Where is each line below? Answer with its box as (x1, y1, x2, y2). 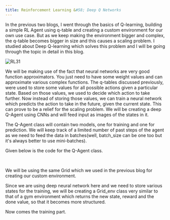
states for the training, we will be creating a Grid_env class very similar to (5, 188, 158, 194)
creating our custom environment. (5, 173, 77, 179)
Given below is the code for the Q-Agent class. (5, 147, 103, 153)
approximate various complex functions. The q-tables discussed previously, (5, 79, 164, 85)
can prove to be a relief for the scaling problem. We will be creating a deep (5, 106, 161, 112)
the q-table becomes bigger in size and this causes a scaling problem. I (5, 38, 155, 44)
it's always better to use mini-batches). (5, 137, 87, 144)
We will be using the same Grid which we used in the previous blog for (5, 167, 153, 173)
